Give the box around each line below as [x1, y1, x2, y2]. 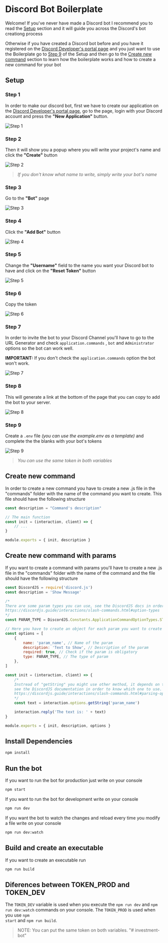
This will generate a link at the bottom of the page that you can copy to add [5, 394, 160, 400]
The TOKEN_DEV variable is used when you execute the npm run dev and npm [5, 901, 158, 907]
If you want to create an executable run [5, 857, 86, 863]
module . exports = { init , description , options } [5, 723, 111, 728]
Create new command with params [5, 551, 116, 560]
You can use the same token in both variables [17, 458, 112, 463]
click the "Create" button [5, 152, 57, 158]
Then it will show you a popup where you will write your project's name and [5, 147, 161, 153]
